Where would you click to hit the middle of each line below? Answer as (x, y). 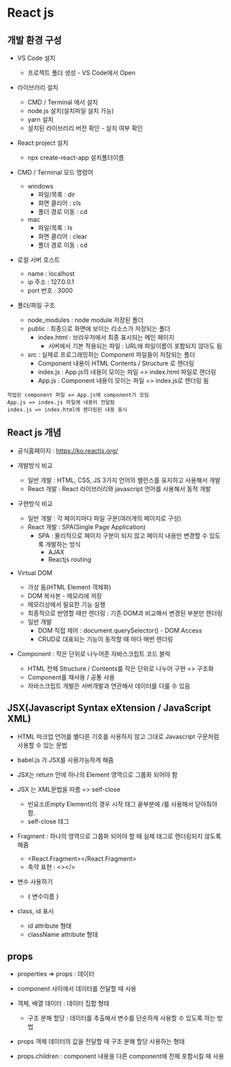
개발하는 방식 (63, 544)
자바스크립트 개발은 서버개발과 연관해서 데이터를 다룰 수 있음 (109, 686)
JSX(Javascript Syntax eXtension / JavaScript (109, 708)
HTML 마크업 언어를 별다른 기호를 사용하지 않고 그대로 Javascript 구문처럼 (118, 737)
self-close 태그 (48, 821)
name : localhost (51, 274)
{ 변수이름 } (43, 896)
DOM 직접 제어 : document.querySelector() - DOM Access (120, 630)
